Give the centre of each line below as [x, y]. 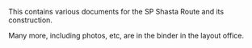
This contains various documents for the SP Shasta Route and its [116, 12]
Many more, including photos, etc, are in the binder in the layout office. [126, 36]
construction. [30, 20]
